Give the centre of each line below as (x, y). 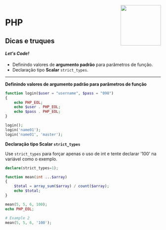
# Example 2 (17, 218)
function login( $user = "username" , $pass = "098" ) (59, 93)
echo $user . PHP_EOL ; (37, 107)
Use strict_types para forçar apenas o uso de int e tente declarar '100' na (81, 153)
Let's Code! (17, 54)
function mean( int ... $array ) (36, 177)
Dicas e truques (30, 41)
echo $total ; (27, 191)
